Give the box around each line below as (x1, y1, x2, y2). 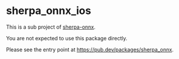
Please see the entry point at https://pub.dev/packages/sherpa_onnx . (6, 46, 174, 53)
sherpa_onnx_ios (6, 4, 92, 18)
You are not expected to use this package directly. (6, 34, 127, 41)
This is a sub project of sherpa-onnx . (6, 23, 96, 30)
